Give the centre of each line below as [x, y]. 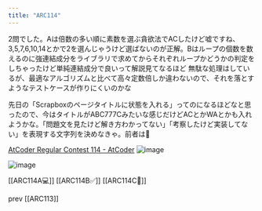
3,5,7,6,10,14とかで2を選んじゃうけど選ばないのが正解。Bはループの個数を [127, 49]
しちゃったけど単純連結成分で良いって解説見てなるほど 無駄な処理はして [126, 68]
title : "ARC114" [35, 15]
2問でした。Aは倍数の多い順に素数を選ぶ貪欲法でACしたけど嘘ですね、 [124, 38]
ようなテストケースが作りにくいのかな [70, 88]
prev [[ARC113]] [33, 198]
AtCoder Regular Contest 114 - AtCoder [71, 149]
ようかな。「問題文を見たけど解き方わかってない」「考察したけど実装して [125, 124]
